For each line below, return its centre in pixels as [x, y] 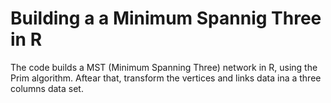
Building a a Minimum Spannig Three [166, 18]
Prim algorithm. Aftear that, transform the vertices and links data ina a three [166, 78]
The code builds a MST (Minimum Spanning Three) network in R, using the [164, 67]
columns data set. [47, 88]
